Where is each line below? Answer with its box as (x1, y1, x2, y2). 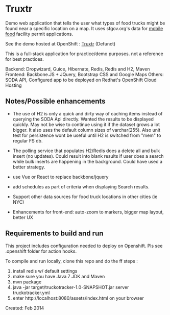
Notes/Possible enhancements (5, 97, 106, 106)
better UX (12, 214, 33, 220)
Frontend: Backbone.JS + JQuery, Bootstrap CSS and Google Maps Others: (5, 71, 164, 77)
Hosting (5, 82, 22, 88)
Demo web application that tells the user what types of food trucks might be (5, 20, 165, 26)
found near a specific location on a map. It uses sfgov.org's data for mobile (5, 25, 163, 31)
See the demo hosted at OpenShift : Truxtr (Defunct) (5, 40, 116, 46)
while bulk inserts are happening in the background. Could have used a (12, 158, 162, 164)
